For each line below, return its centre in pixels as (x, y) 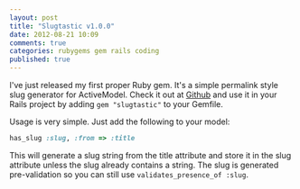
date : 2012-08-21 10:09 (54, 34)
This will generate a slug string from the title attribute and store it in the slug (150, 155)
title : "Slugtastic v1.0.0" (62, 26)
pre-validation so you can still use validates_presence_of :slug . (129, 174)
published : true (40, 59)
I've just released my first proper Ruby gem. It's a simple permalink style (144, 85)
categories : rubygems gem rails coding (84, 51)
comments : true (38, 43)
